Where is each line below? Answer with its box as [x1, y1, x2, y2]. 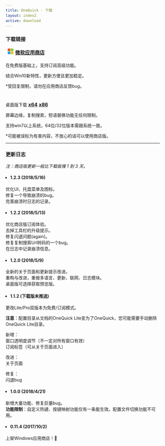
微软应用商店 [15, 49, 45, 56]
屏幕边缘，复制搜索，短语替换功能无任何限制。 [5, 112, 100, 118]
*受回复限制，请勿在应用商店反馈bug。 [5, 83, 85, 89]
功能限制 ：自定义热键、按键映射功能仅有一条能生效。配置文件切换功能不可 [5, 406, 156, 412]
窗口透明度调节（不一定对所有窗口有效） [5, 338, 87, 344]
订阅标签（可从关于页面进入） [5, 344, 66, 350]
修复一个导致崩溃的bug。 [5, 192, 57, 198]
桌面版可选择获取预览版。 [5, 281, 57, 287]
